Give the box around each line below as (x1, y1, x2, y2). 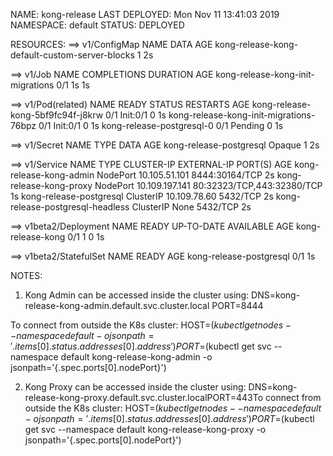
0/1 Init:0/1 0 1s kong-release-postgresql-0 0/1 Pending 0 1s (38, 120, 284, 131)
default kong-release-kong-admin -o (60, 351, 213, 363)
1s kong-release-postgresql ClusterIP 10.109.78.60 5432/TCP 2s (10, 190, 274, 202)
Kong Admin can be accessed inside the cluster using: (24, 289, 250, 301)
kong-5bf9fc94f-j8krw (10, 109, 104, 121)
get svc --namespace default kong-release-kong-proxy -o (24, 424, 267, 435)
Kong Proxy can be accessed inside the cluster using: (24, 381, 247, 393)
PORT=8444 (211, 300, 264, 311)
